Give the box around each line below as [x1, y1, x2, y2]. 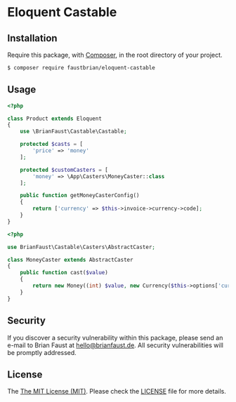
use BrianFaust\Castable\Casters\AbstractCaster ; [7, 243, 156, 250]
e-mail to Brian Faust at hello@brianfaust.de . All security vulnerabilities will [7, 341, 223, 349]
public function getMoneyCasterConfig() [20, 192, 140, 199]
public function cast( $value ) [20, 269, 109, 276]
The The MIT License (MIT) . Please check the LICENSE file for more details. [7, 387, 226, 396]
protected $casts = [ [20, 141, 83, 148]
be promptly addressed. [7, 348, 77, 356]
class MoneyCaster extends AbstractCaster [7, 256, 133, 263]
